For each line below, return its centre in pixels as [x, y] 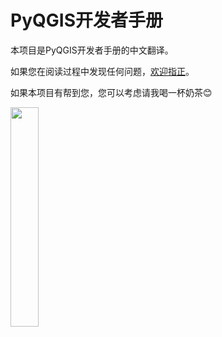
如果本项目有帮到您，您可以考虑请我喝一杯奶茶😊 [111, 92]
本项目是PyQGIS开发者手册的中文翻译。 [92, 50]
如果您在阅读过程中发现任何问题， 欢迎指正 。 [102, 71]
